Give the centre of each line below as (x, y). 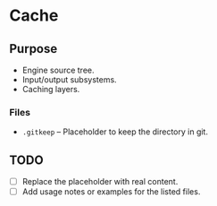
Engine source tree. (58, 70)
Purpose (33, 49)
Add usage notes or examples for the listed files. (111, 192)
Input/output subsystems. (70, 80)
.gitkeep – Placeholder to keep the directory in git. (115, 132)
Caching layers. (51, 89)
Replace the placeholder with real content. (100, 182)
